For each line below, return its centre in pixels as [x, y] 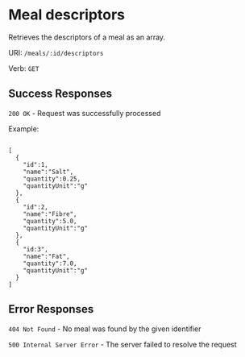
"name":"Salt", [48, 172]
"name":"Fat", [46, 256]
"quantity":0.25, [52, 179]
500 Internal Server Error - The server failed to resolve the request [123, 344]
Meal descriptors [66, 15]
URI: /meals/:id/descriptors [56, 52]
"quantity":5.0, [50, 221]
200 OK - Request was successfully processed [85, 113]
